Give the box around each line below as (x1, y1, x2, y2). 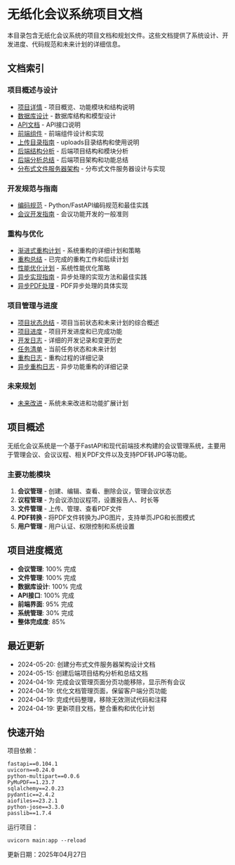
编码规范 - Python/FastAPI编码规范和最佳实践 (17, 201, 149, 209)
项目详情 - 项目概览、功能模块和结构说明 (17, 103, 135, 111)
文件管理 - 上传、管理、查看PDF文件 (17, 504, 123, 512)
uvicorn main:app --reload (7, 837, 86, 845)
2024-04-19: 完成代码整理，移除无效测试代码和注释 (17, 695, 167, 704)
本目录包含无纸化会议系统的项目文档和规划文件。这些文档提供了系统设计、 (7, 31, 222, 39)
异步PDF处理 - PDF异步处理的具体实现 (17, 282, 128, 290)
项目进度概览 (7, 545, 63, 557)
